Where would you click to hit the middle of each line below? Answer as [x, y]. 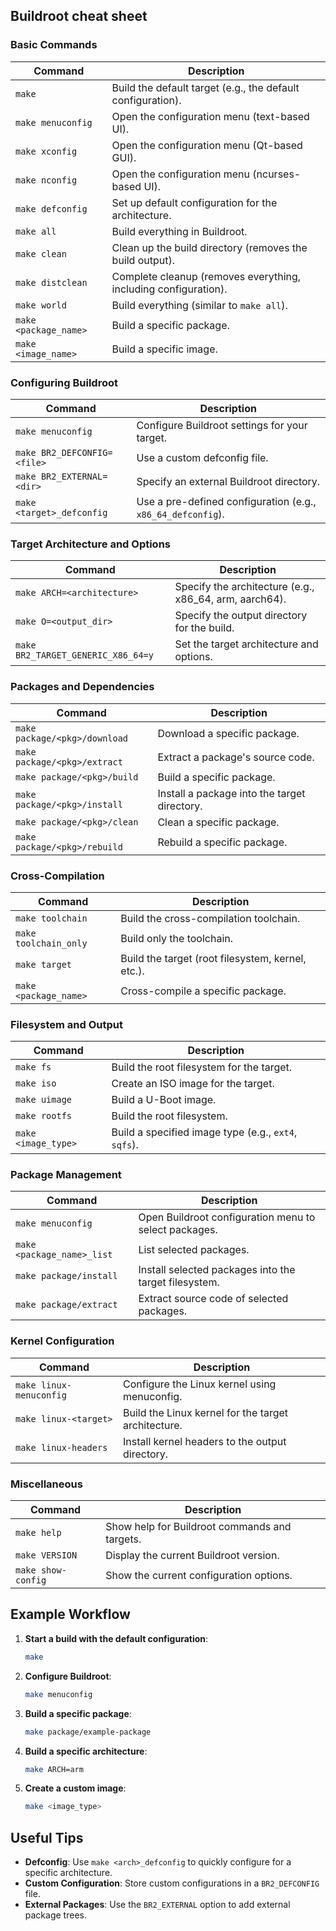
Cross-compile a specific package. [203, 991]
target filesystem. [179, 1282]
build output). [143, 260]
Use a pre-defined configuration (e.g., [226, 501]
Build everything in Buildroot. [179, 231]
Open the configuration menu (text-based [210, 116]
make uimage [44, 1100]
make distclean [51, 282]
